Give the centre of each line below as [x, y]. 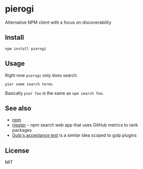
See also [18, 108]
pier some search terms [29, 84]
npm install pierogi [26, 49]
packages [22, 130]
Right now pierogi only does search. [42, 75]
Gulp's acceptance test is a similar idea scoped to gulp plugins [74, 135]
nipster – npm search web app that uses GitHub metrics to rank [75, 125]
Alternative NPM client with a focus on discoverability [58, 22]
